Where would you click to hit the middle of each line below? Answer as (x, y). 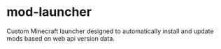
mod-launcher (49, 12)
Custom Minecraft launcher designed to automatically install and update (110, 31)
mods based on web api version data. (60, 38)
